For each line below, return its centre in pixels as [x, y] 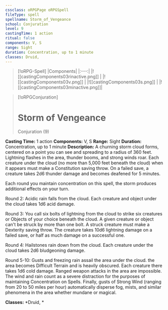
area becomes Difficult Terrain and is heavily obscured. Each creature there [84, 265]
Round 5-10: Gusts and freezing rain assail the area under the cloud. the [80, 260]
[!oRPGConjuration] [38, 97]
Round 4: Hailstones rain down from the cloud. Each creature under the [79, 245]
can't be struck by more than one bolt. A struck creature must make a [77, 225]
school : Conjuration [27, 24]
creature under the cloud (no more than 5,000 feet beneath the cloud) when [84, 163]
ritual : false [20, 38]
